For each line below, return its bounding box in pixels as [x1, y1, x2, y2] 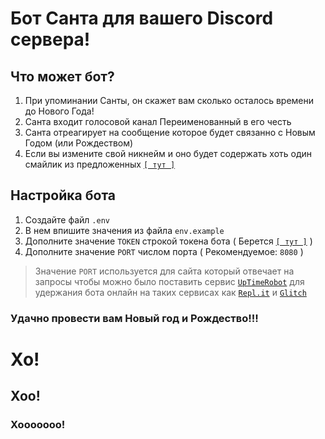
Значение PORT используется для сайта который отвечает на [34, 265, 295, 277]
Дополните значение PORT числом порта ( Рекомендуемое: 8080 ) [24, 245, 304, 257]
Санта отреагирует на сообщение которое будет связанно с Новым [24, 127, 316, 138]
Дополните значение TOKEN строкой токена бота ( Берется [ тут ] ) [24, 235, 313, 247]
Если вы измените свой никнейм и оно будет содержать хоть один [24, 148, 313, 159]
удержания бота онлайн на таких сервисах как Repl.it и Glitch [34, 286, 307, 298]
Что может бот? [10, 68, 115, 85]
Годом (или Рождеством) [24, 137, 134, 149]
